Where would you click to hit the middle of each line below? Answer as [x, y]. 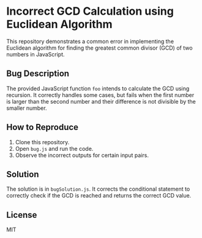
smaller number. [27, 108]
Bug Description [38, 74]
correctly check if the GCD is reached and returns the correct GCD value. [99, 196]
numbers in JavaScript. [36, 54]
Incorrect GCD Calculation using [90, 11]
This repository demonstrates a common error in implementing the [90, 41]
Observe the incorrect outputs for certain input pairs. [82, 155]
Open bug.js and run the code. [54, 148]
